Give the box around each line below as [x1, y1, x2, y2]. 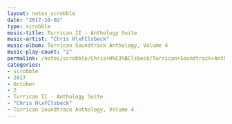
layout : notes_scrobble [7, 10, 76, 17]
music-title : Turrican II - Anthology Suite [7, 29, 137, 37]
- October [7, 81, 36, 87]
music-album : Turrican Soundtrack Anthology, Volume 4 [7, 42, 168, 49]
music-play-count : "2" [7, 49, 72, 56]
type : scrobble [7, 23, 51, 30]
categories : [7, 61, 41, 68]
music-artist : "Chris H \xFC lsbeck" [7, 36, 110, 43]
